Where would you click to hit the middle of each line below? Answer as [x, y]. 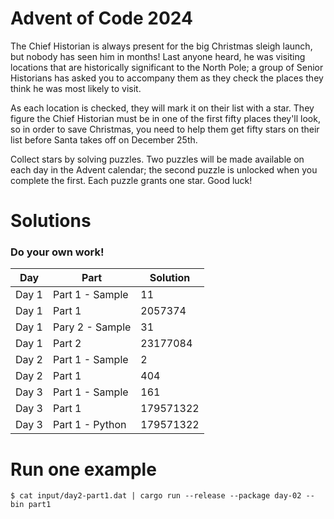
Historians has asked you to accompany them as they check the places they [167, 78]
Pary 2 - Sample [92, 327]
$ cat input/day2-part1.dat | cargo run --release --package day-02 [156, 496]
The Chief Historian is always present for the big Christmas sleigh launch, [161, 46]
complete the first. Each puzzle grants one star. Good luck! [131, 180]
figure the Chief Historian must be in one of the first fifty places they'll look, [165, 118]
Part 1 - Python [89, 425]
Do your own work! [57, 252]
